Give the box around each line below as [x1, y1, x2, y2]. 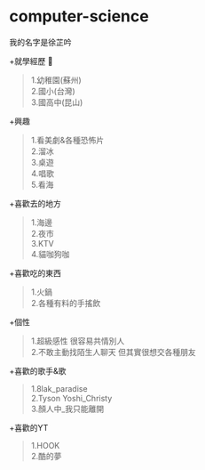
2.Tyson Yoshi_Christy [30, 393, 113, 403]
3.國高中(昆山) [30, 96, 83, 108]
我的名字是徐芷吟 [9, 36, 72, 47]
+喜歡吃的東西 [9, 267, 62, 278]
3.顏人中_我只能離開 [30, 403, 105, 414]
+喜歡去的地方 [9, 198, 62, 208]
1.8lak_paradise [30, 383, 88, 393]
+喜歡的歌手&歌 [9, 365, 67, 376]
